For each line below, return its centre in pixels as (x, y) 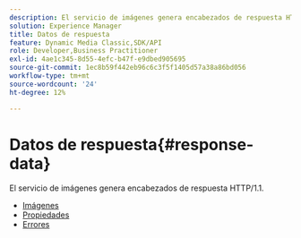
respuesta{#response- (167, 144)
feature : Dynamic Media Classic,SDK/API (86, 42)
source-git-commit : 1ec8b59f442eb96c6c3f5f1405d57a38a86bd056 (128, 68)
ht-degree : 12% (38, 92)
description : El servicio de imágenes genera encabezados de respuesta (146, 17)
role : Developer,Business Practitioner (84, 51)
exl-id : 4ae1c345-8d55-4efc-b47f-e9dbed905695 (98, 59)
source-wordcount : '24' (54, 84)
